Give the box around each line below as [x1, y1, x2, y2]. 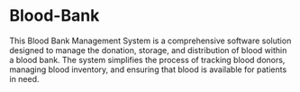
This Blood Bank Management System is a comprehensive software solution [9, 35, 292, 46]
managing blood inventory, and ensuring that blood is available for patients [9, 64, 287, 75]
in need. [9, 73, 40, 84]
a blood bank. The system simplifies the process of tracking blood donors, [9, 54, 286, 65]
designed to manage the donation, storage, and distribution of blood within [9, 44, 287, 55]
